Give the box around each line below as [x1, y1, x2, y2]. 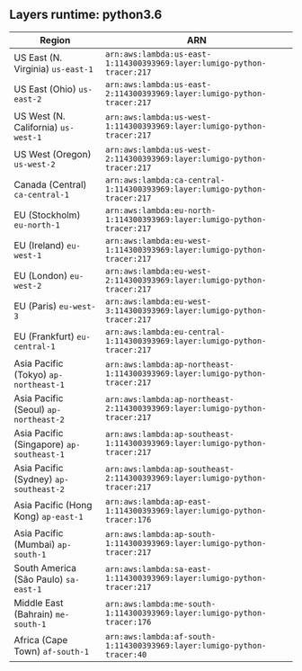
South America [13, 561, 77, 574]
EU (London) [13, 269, 68, 282]
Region [40, 33, 71, 46]
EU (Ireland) [13, 238, 65, 251]
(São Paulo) [13, 573, 64, 586]
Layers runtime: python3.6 [9, 7, 163, 22]
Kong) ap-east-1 [13, 510, 84, 523]
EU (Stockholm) [13, 209, 81, 221]
